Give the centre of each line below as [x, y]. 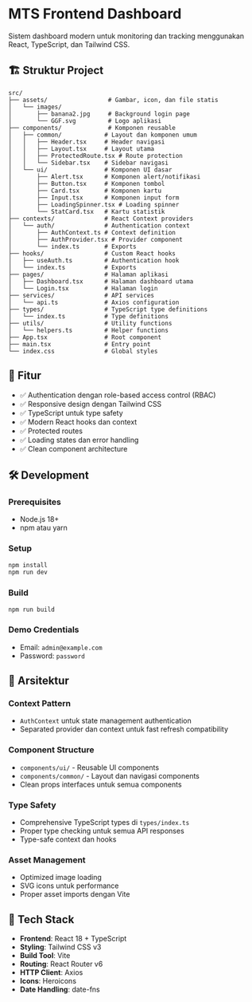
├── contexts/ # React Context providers [101, 219]
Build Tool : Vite [45, 956]
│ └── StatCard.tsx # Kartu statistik [87, 211]
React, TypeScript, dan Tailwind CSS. [69, 44]
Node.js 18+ [39, 519]
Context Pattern [40, 704]
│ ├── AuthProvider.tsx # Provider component [95, 239]
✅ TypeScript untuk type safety [71, 412]
